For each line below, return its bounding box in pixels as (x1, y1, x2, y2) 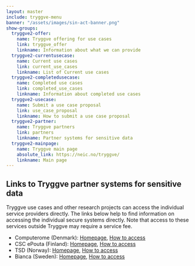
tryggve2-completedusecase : (11, 74, 81, 80)
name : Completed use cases (16, 80, 83, 86)
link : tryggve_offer (16, 42, 67, 48)
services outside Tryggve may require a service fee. (6, 223, 133, 230)
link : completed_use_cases (16, 86, 83, 92)
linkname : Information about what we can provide (16, 47, 141, 53)
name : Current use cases (16, 58, 78, 64)
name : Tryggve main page (16, 146, 78, 152)
